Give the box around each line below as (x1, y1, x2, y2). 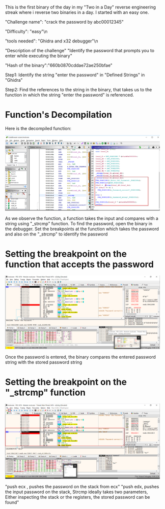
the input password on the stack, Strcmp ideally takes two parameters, (5, 489, 148, 495)
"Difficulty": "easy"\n (5, 29, 48, 34)
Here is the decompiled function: (5, 125, 72, 131)
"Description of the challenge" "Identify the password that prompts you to (5, 48, 155, 53)
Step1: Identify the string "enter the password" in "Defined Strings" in (5, 72, 145, 78)
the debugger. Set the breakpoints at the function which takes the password (5, 226, 159, 232)
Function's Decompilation (5, 109, 112, 120)
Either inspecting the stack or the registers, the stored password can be (5, 494, 150, 500)
